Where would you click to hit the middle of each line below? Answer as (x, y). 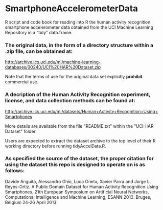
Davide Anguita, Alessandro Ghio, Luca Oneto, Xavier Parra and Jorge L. (78, 181)
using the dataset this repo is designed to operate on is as (75, 164)
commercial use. (22, 82)
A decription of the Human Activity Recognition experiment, (78, 94)
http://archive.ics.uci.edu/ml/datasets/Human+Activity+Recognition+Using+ (81, 111)
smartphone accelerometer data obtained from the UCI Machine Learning (79, 27)
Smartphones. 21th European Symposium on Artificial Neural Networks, (77, 192)
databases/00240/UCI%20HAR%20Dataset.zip (53, 67)
